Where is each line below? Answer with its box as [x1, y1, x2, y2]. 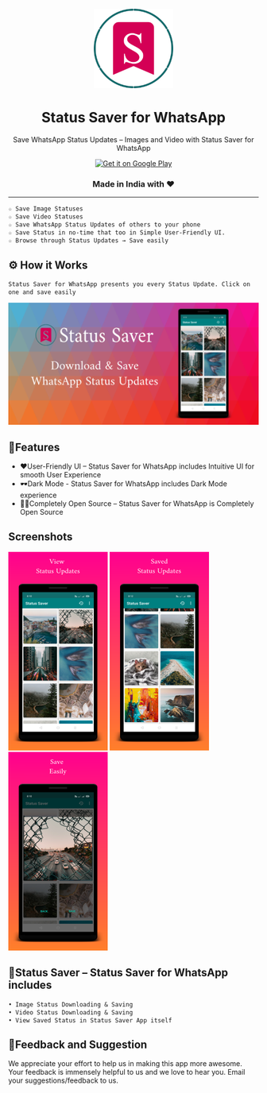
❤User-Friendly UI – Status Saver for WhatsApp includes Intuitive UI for [19, 462, 255, 471]
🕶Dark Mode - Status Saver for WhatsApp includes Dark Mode [19, 478, 228, 489]
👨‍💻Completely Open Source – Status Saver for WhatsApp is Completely [19, 498, 254, 508]
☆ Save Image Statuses [8, 205, 83, 213]
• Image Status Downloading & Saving [8, 1000, 133, 1009]
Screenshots [8, 530, 73, 544]
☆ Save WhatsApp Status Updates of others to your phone [8, 221, 201, 229]
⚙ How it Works [8, 258, 88, 272]
